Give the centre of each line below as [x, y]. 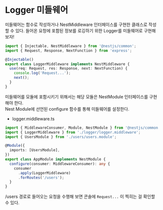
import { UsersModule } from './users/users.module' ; [61, 137]
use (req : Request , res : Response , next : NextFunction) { [69, 69]
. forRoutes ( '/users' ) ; [41, 177]
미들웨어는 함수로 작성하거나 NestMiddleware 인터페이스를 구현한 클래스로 [76, 24]
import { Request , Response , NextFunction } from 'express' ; [69, 50]
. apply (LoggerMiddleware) [44, 173]
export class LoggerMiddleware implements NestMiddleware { [68, 64]
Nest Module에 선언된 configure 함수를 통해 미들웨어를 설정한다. [67, 109]
